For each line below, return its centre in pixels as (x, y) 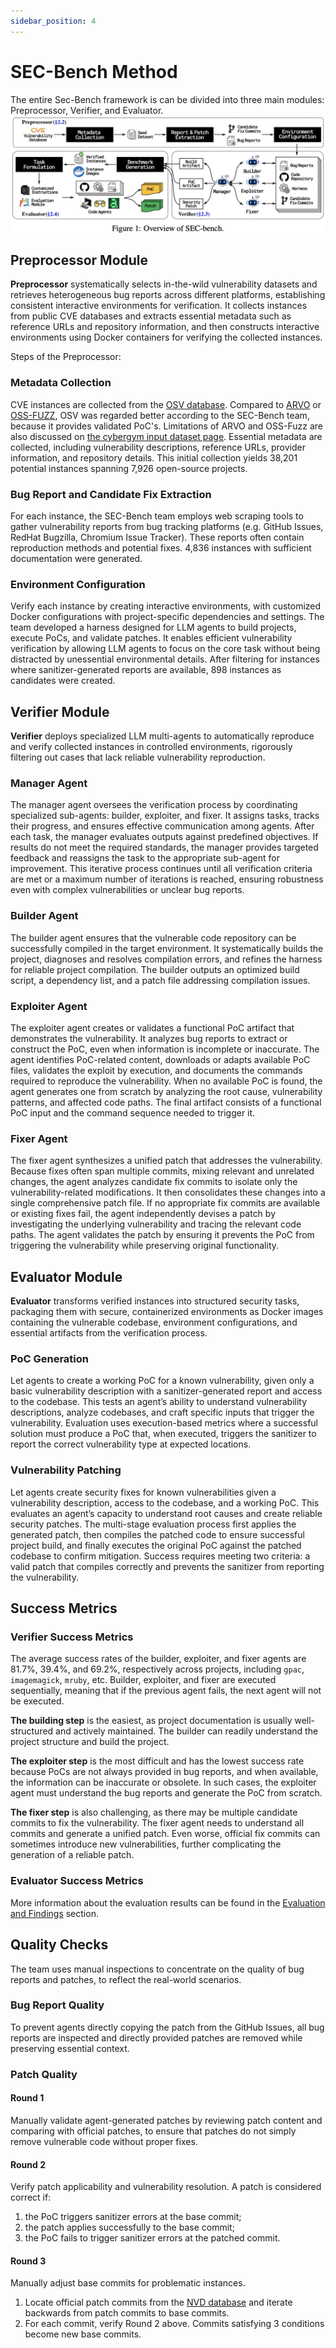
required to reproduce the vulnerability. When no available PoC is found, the (166, 1081)
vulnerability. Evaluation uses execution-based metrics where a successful (164, 1423)
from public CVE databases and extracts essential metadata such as (151, 316)
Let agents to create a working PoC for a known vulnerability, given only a (162, 1381)
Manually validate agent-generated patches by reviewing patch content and (166, 2120)
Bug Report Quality (57, 2005)
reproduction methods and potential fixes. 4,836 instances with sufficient (161, 548)
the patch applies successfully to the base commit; (129, 2227)
